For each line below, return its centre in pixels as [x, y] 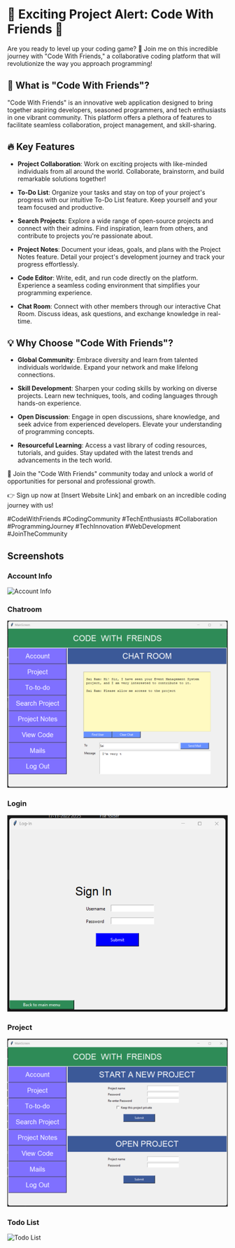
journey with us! [30, 506]
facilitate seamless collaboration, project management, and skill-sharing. [112, 125]
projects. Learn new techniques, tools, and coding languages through [117, 396]
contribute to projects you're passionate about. [85, 236]
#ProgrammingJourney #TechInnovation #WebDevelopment [94, 527]
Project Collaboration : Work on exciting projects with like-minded [112, 163]
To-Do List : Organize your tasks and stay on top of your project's [111, 192]
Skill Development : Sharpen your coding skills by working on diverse [117, 388]
